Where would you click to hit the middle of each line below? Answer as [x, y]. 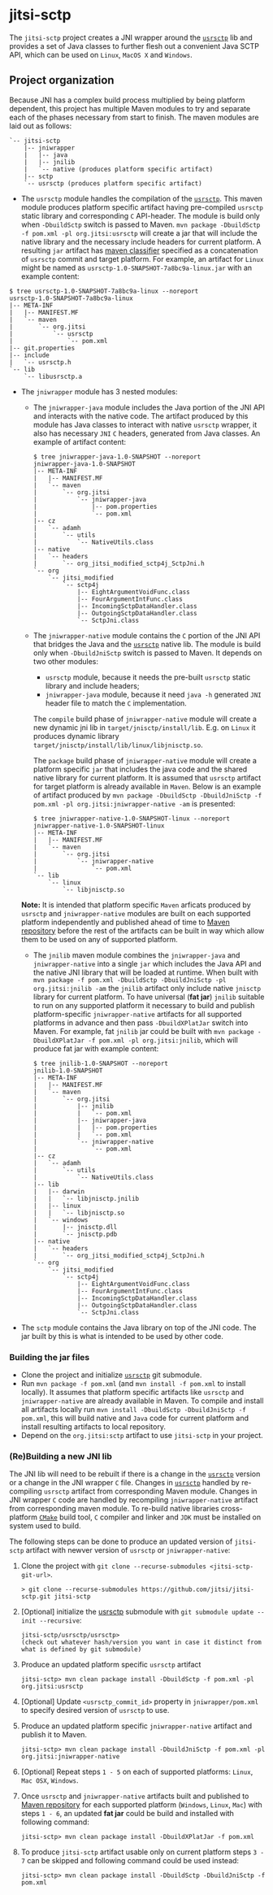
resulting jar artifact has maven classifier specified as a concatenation [139, 250]
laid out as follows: [41, 126]
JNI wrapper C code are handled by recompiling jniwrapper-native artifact [134, 1500]
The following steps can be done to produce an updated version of [121, 1541]
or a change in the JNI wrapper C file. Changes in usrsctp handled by [125, 1483]
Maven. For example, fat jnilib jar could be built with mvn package [143, 1031]
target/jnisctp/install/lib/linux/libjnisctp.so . [118, 745]
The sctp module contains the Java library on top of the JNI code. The [139, 1328]
